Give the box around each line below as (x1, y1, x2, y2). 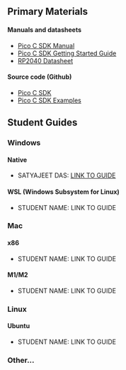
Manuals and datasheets (7, 25, 82, 34)
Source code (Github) (7, 72, 72, 81)
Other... (7, 355, 35, 365)
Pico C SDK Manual (17, 41, 75, 50)
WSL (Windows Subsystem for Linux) (7, 187, 120, 196)
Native (7, 156, 28, 164)
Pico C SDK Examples (17, 96, 81, 104)
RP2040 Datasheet (17, 56, 73, 65)
